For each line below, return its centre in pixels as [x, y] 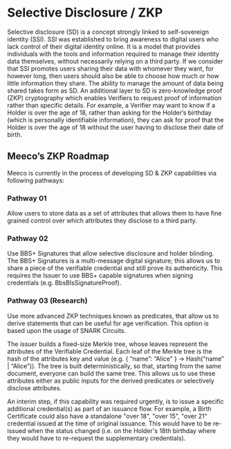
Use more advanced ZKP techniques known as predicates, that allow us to [113, 316]
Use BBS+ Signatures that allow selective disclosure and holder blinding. [111, 254]
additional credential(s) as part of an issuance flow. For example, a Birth [110, 408]
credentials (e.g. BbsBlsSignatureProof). [64, 283]
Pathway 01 [27, 198]
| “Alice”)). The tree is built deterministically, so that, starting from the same [114, 366]
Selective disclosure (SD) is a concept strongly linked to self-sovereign [108, 32]
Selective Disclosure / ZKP [85, 13]
